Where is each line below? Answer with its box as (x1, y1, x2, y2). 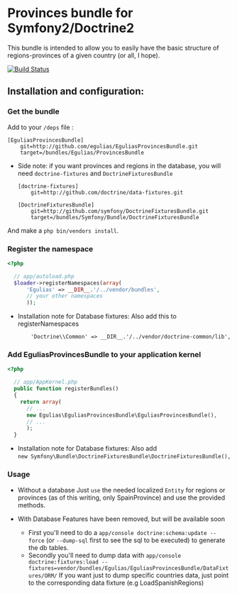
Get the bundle (7, 106, 60, 116)
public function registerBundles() (13, 385, 119, 392)
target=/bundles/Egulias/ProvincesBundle (20, 149, 144, 156)
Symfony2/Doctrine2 (7, 20, 135, 36)
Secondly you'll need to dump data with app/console (28, 551, 182, 559)
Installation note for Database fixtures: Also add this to (17, 312, 177, 321)
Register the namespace (7, 243, 94, 253)
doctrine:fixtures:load (28, 559, 99, 566)
